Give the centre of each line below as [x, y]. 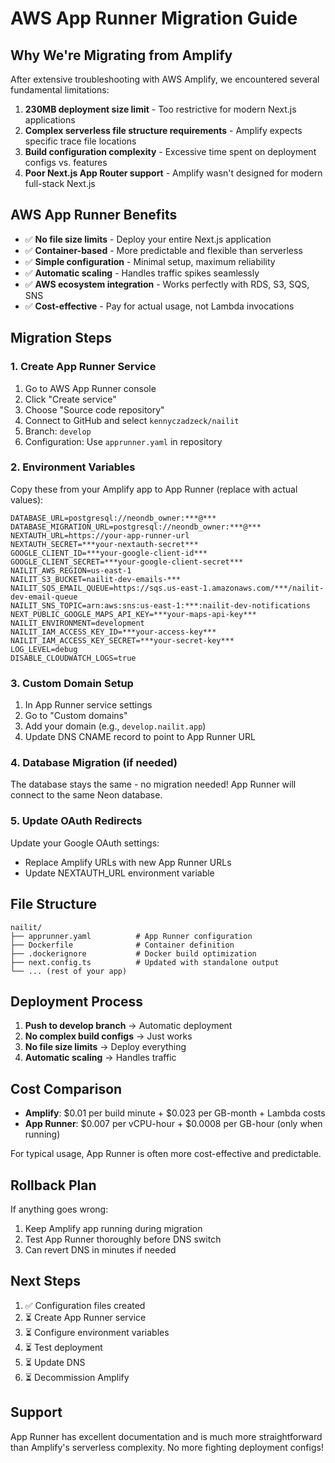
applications [50, 120]
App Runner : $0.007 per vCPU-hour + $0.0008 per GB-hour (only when [173, 1124]
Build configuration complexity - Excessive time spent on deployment [170, 151]
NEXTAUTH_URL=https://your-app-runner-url [100, 535]
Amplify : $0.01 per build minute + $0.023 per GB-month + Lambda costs [175, 1113]
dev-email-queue [44, 597]
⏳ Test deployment [63, 1347]
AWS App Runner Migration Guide [154, 18]
